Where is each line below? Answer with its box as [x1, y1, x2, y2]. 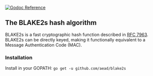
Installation [5, 54, 33, 61]
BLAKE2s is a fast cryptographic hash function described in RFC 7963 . [5, 32, 149, 38]
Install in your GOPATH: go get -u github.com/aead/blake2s [5, 65, 126, 71]
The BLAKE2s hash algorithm [5, 19, 97, 27]
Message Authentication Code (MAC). [5, 42, 82, 48]
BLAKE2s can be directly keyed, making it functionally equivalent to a [5, 37, 146, 42]
